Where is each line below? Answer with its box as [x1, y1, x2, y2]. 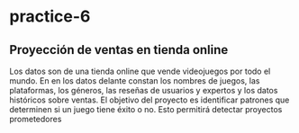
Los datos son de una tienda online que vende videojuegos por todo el [9, 66, 271, 76]
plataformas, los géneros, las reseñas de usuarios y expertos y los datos [9, 85, 278, 95]
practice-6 [9, 6, 91, 27]
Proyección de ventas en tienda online [9, 42, 229, 58]
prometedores [9, 114, 62, 124]
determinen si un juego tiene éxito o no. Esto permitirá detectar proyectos [9, 104, 283, 114]
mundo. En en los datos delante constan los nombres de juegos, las [9, 75, 260, 86]
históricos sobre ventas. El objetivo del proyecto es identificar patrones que [9, 94, 290, 105]
